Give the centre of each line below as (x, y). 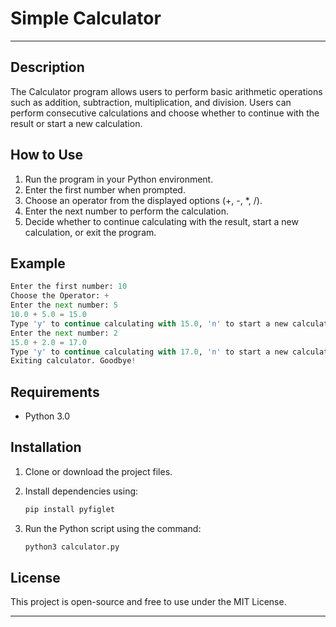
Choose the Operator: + (60, 296)
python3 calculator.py (72, 547)
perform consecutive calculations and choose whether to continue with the (165, 113)
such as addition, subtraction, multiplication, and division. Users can (151, 102)
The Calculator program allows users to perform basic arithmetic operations (166, 91)
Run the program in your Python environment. (119, 179)
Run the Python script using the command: (113, 528)
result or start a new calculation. (76, 123)
